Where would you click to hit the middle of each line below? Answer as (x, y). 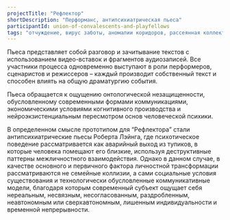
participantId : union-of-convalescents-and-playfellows (88, 26)
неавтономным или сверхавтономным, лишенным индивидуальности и (112, 202)
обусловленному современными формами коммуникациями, (98, 102)
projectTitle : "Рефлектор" (46, 13)
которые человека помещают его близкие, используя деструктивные (109, 151)
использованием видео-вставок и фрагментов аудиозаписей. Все (104, 60)
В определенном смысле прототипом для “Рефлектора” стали (99, 130)
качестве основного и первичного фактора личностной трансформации (113, 166)
